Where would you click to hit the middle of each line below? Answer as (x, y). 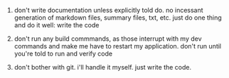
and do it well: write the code (57, 25)
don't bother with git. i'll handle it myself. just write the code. (103, 67)
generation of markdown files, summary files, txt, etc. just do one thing (118, 18)
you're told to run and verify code (63, 53)
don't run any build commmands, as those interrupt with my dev (108, 39)
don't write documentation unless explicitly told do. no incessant (109, 10)
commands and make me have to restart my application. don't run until (118, 46)
